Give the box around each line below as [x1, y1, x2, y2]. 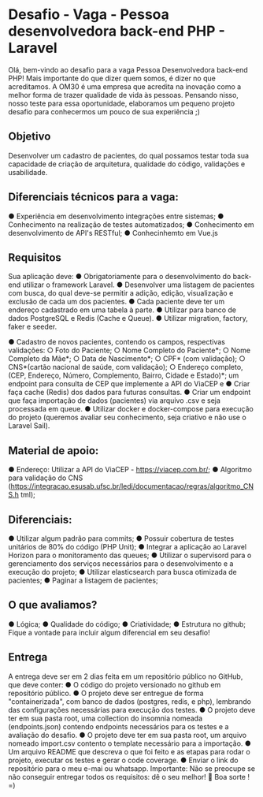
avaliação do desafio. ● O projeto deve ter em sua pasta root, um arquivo [8, 730, 247, 739]
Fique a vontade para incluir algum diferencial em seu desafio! [8, 628, 210, 637]
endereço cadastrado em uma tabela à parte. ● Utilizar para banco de [8, 305, 236, 315]
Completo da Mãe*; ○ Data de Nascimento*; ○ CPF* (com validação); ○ [8, 354, 246, 363]
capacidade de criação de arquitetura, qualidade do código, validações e [8, 159, 246, 169]
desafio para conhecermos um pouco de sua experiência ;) [8, 106, 201, 116]
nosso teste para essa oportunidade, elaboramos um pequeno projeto [8, 99, 235, 108]
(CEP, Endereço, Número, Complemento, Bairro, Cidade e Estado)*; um [8, 371, 239, 380]
